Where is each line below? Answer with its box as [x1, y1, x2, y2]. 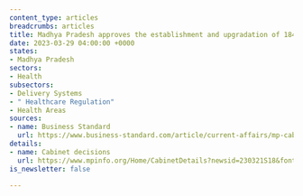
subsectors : [9, 80, 54, 89]
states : [9, 47, 39, 56]
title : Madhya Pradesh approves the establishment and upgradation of [9, 30, 280, 39]
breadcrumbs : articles [9, 22, 95, 31]
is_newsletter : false [9, 164, 91, 173]
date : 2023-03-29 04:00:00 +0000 [9, 38, 135, 48]
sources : [9, 114, 42, 123]
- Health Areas [9, 106, 67, 115]
